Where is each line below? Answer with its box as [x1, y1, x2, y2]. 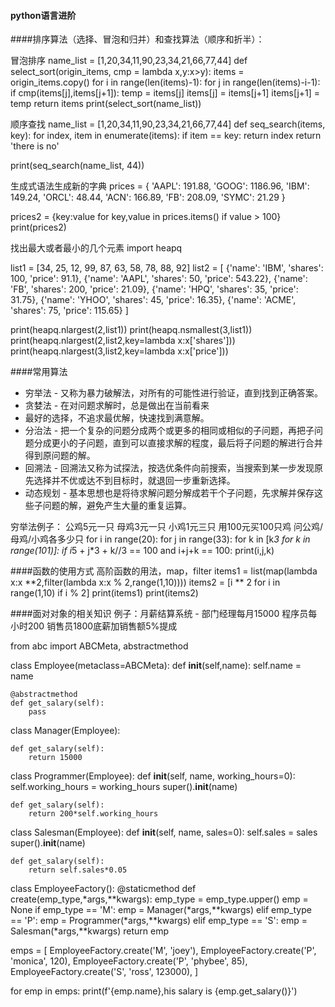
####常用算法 [10, 366, 68, 378]
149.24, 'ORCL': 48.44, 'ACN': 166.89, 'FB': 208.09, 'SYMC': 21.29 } [10, 191, 286, 204]
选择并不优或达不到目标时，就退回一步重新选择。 [33, 475, 236, 487]
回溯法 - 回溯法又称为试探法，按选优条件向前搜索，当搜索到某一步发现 [24, 462, 315, 474]
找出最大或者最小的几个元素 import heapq [10, 242, 183, 254]
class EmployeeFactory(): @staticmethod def [10, 883, 197, 895]
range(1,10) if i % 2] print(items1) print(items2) [10, 587, 199, 599]
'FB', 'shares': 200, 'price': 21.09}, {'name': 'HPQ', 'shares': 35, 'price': [10, 283, 299, 295]
